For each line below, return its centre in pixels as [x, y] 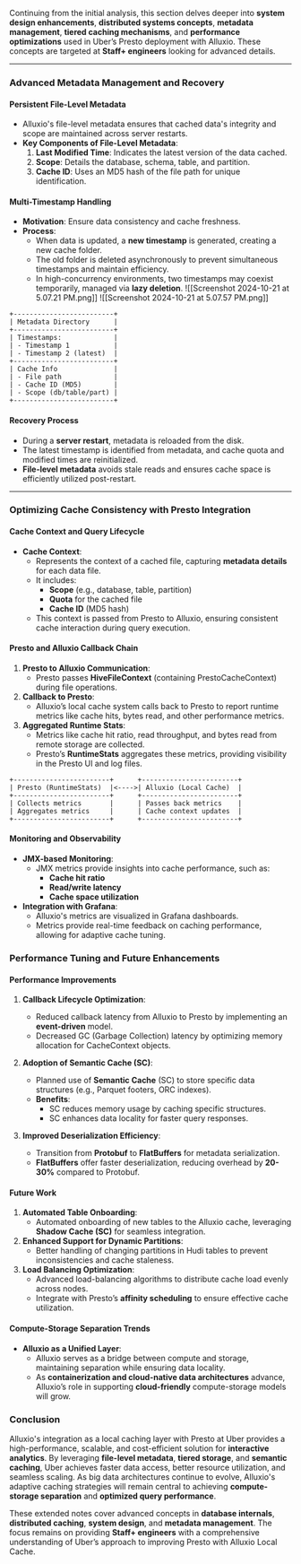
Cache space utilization [94, 897]
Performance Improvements [63, 979]
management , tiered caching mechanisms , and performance [125, 32]
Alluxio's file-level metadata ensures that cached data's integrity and [149, 124]
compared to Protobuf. [99, 1172]
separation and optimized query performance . [128, 1496]
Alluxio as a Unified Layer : [72, 1348]
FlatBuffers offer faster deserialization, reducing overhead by [149, 1163]
